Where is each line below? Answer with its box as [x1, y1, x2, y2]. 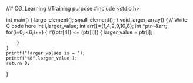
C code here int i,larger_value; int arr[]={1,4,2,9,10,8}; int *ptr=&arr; [6, 23, 168, 29]
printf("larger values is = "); [6, 50, 85, 56]
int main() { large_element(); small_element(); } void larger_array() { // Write [6, 16, 188, 23]
